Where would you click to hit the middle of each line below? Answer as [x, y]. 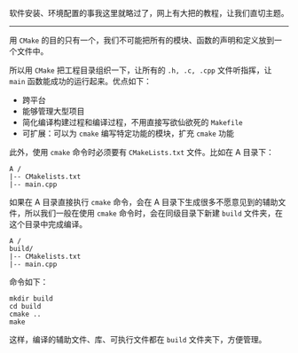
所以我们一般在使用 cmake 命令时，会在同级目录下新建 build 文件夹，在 [154, 213]
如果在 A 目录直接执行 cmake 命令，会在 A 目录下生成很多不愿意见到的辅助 [144, 202]
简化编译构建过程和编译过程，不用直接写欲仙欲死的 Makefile [133, 122]
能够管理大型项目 [53, 111]
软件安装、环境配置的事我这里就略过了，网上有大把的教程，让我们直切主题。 [149, 13]
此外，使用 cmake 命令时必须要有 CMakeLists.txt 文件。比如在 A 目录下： [142, 152]
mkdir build [31, 299]
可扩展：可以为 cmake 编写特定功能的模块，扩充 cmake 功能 [128, 133]
